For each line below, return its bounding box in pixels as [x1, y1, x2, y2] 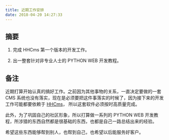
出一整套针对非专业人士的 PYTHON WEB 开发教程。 [12, 58, 122, 64]
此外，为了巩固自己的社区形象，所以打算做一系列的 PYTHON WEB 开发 [5, 112, 154, 118]
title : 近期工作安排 [5, 7, 44, 13]
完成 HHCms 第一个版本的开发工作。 [12, 47, 90, 53]
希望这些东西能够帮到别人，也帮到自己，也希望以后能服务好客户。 [5, 129, 144, 135]
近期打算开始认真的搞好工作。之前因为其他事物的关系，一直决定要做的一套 [5, 89, 161, 95]
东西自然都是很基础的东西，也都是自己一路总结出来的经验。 [32, 118, 157, 125]
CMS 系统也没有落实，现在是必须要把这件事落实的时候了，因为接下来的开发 [5, 95, 164, 101]
